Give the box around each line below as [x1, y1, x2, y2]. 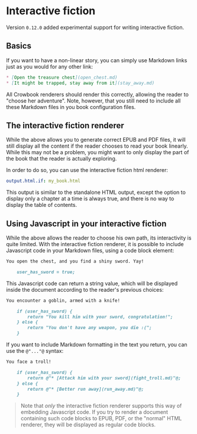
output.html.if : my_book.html [6, 178, 81, 184]
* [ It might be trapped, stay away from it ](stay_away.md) [6, 80, 155, 86]
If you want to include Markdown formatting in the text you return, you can [6, 341, 188, 348]
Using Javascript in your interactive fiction [6, 218, 167, 229]
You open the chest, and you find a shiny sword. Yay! [6, 259, 144, 264]
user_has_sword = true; [17, 269, 76, 275]
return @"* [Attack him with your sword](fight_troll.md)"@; [27, 375, 182, 381]
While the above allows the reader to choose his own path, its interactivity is [6, 234, 192, 241]
